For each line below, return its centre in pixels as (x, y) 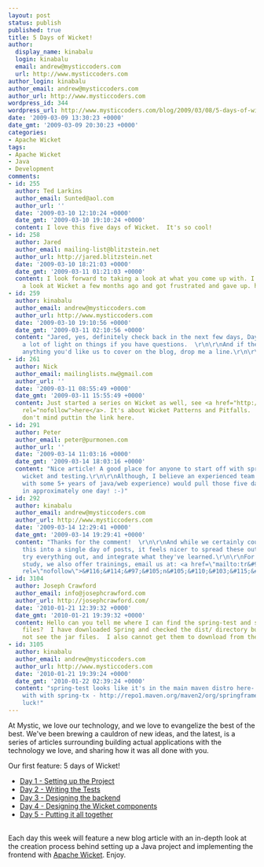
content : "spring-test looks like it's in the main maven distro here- (135, 688)
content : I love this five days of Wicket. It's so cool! (114, 228)
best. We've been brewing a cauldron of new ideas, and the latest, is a (122, 733)
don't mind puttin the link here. (79, 418)
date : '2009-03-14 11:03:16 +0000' (73, 454)
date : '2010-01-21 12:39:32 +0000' (73, 608)
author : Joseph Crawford (56, 586)
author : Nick (37, 367)
